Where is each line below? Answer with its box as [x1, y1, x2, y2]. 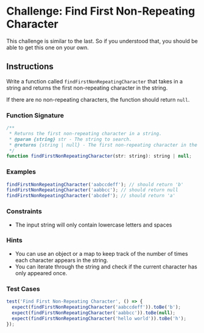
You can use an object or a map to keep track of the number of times [15, 250, 188, 257]
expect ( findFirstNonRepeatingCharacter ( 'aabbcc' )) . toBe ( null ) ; [12, 309, 175, 316]
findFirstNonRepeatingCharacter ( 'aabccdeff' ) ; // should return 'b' [6, 181, 184, 188]
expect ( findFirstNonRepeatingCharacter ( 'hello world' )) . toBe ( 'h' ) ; [12, 315, 187, 321]
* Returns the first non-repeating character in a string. [9, 130, 163, 136]
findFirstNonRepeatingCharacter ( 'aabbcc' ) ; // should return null [6, 187, 178, 193]
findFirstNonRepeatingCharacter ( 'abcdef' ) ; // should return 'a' [6, 193, 175, 199]
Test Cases [6, 284, 41, 293]
